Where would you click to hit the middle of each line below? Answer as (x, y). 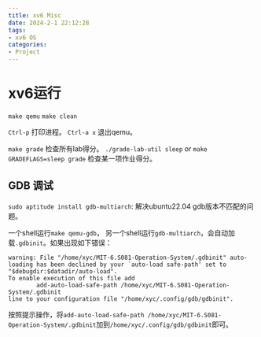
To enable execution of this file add (72, 278)
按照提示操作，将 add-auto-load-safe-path (76, 314)
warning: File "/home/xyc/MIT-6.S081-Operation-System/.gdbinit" (117, 257)
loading (21, 265)
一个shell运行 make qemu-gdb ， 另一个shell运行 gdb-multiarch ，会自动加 (122, 232)
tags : (17, 30)
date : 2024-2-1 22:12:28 (49, 23)
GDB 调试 (31, 186)
